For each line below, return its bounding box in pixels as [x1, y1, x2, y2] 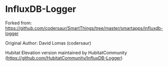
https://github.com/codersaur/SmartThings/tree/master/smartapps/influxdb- [5, 25, 163, 31]
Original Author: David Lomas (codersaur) [5, 40, 91, 46]
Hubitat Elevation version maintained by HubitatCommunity [5, 50, 127, 56]
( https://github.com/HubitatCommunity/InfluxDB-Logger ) [5, 55, 123, 61]
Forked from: [5, 20, 32, 26]
